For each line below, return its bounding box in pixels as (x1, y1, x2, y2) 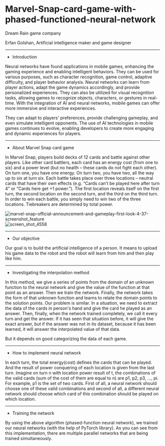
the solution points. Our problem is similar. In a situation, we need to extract (5, 300, 158, 306)
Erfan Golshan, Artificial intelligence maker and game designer (5, 39, 132, 45)
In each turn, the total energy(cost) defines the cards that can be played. (5, 359, 152, 365)
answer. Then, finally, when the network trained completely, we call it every (5, 310, 158, 316)
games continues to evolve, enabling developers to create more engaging (5, 125, 154, 131)
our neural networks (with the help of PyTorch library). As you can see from (5, 425, 158, 431)
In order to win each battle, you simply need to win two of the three (5, 196, 141, 202)
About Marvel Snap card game (12, 144, 75, 151)
